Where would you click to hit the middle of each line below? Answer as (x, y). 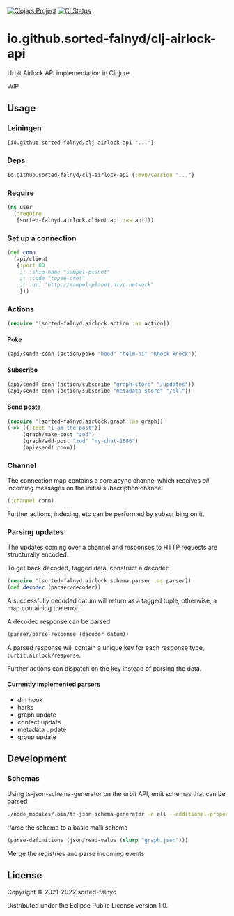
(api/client (31, 259)
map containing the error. (44, 608)
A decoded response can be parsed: (60, 622)
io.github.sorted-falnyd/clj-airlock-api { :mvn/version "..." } (101, 175)
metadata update (42, 730)
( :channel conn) (31, 501)
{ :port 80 (31, 265)
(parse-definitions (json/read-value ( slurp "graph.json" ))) (98, 840)
